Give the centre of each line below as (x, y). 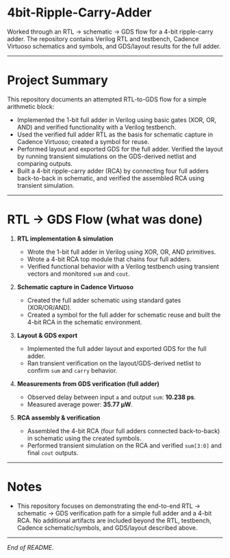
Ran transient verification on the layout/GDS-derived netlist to (114, 363)
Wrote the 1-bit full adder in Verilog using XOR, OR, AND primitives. (122, 252)
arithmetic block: (31, 106)
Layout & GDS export (47, 335)
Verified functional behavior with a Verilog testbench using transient (123, 266)
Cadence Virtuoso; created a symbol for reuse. (83, 141)
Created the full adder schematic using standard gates (104, 300)
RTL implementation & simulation (65, 239)
